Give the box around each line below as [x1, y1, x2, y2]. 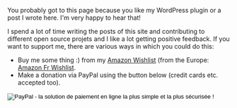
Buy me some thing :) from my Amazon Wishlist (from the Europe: [17, 56, 209, 64]
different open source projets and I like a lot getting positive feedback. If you [7, 35, 230, 43]
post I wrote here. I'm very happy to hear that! [7, 13, 141, 22]
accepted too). [17, 78, 61, 87]
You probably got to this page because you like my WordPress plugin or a [7, 6, 221, 14]
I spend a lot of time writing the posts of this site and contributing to [7, 28, 205, 35]
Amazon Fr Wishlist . [17, 64, 76, 71]
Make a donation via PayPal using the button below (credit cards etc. [17, 71, 219, 79]
